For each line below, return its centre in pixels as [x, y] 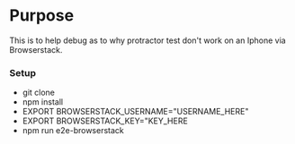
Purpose [42, 16]
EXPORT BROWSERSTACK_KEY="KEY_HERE [105, 121]
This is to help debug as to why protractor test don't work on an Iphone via [147, 40]
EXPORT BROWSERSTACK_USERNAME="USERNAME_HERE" [135, 112]
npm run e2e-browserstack [73, 131]
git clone [39, 93]
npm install [43, 102]
